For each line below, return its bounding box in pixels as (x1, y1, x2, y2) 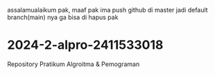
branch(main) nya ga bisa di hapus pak (7, 13, 119, 21)
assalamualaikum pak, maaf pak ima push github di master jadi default (7, 6, 208, 14)
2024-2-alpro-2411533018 (7, 37, 164, 53)
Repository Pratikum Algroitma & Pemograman (7, 60, 140, 68)
